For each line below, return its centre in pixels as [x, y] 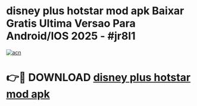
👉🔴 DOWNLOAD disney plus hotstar [98, 78]
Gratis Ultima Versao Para [71, 23]
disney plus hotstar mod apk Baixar [95, 11]
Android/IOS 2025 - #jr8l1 [71, 36]
